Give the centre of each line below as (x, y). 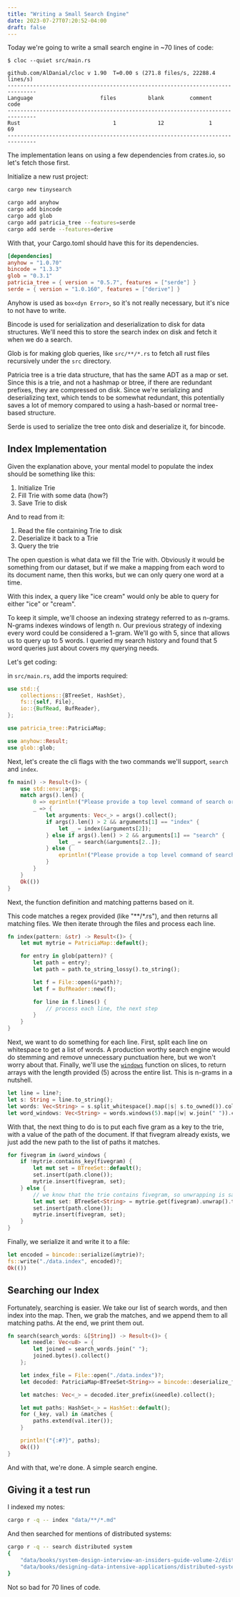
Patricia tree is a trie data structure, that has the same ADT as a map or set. (118, 374)
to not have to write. (37, 310)
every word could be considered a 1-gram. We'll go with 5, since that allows (119, 632)
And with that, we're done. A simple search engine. (82, 1467)
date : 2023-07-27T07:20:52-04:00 (57, 21)
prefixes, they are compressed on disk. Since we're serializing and (105, 389)
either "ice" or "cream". (42, 604)
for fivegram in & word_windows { (57, 1155)
